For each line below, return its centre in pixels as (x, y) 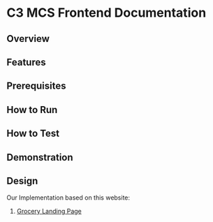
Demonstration (40, 157)
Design (22, 180)
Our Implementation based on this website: (68, 198)
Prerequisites (36, 86)
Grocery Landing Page (49, 212)
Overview (28, 39)
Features (26, 62)
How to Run (32, 110)
